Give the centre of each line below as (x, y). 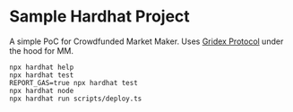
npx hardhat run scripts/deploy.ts (76, 99)
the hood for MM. (42, 50)
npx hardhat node (42, 90)
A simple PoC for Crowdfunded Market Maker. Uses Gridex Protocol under (146, 41)
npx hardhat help (42, 67)
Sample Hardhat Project (99, 17)
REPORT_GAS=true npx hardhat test (74, 82)
